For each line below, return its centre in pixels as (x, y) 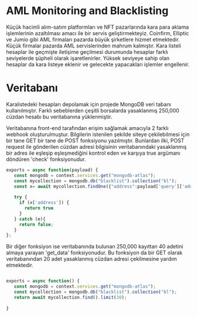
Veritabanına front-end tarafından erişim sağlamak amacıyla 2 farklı (87, 128)
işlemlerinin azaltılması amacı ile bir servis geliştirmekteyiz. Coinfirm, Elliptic (98, 33)
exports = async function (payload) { (52, 170)
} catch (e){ (30, 219)
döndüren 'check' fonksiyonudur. (46, 159)
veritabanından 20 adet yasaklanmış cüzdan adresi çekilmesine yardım (91, 259)
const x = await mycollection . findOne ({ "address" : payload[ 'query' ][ (98, 186)
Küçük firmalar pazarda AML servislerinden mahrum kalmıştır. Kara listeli (94, 46)
